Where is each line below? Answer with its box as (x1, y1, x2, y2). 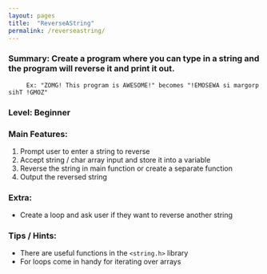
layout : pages (8, 11, 56, 20)
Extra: (8, 191, 33, 203)
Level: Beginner (8, 107, 70, 118)
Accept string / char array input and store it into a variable (19, 155, 211, 164)
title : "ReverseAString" (8, 19, 94, 27)
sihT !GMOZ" (8, 88, 48, 96)
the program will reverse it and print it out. (8, 63, 175, 75)
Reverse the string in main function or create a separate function (19, 163, 233, 173)
